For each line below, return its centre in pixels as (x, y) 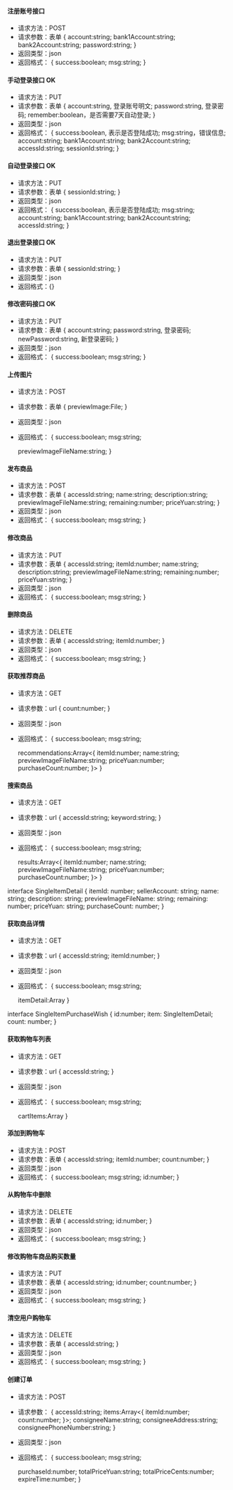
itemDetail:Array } (43, 1000)
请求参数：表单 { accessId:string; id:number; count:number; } (107, 1283)
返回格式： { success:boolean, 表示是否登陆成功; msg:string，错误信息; (121, 133)
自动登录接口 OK (32, 165)
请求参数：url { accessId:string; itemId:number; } (89, 956)
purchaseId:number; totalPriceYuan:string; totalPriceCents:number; (116, 1471)
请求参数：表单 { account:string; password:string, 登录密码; (104, 330)
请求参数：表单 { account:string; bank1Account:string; (97, 37)
